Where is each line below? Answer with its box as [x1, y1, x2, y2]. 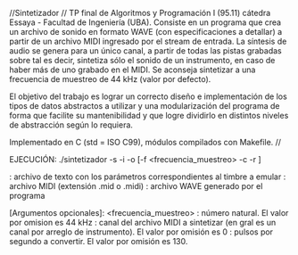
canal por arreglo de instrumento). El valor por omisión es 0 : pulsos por [9, 226, 274, 237]
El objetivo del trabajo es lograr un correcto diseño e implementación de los [9, 91, 287, 102]
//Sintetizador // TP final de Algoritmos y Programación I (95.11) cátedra [9, 8, 271, 18]
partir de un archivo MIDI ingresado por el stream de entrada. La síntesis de [9, 36, 287, 46]
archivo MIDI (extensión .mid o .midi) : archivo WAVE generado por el [9, 181, 263, 191]
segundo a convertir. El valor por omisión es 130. [9, 236, 188, 246]
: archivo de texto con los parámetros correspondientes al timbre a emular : [9, 171, 286, 182]
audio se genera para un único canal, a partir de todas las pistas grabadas [9, 45, 283, 56]
